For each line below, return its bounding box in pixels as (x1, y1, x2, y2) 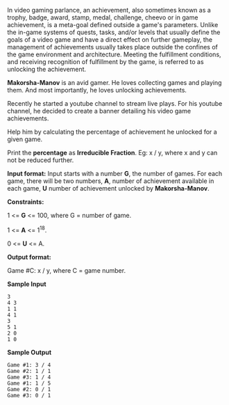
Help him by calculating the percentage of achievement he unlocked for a (7, 128, 217, 136)
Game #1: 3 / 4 (7, 361, 51, 368)
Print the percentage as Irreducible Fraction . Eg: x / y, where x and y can (7, 149, 218, 157)
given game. (7, 135, 43, 143)
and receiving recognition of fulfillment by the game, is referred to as (7, 58, 204, 65)
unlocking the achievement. (7, 65, 87, 73)
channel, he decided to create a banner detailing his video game (7, 107, 192, 115)
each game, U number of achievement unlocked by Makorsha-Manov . (7, 184, 210, 192)
